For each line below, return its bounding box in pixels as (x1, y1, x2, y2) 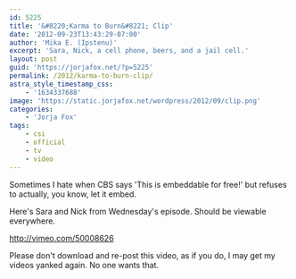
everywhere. (9, 216, 56, 226)
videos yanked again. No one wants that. (9, 259, 159, 270)
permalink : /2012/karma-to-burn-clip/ (9, 72, 153, 80)
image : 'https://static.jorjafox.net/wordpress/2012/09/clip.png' (9, 96, 261, 106)
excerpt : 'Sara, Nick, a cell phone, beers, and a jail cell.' (9, 46, 250, 55)
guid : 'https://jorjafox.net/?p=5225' (9, 63, 153, 72)
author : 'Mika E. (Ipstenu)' (9, 38, 118, 47)
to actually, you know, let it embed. (9, 189, 136, 199)
